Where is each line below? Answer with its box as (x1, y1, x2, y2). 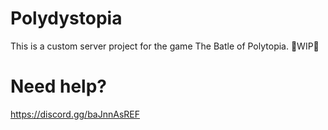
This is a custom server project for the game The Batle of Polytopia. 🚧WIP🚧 (10, 40, 320, 52)
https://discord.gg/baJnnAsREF (10, 108, 140, 120)
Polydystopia (10, 7, 123, 30)
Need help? (10, 75, 107, 98)
